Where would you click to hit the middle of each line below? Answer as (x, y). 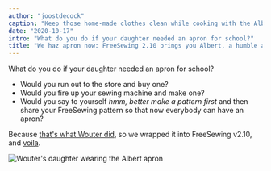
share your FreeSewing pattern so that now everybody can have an (132, 111)
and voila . (25, 143)
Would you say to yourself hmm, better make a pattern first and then (134, 102)
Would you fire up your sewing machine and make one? (112, 93)
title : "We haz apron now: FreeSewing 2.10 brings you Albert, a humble (133, 46)
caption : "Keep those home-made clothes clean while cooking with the (129, 23)
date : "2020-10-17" (41, 31)
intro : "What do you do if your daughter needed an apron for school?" (131, 38)
